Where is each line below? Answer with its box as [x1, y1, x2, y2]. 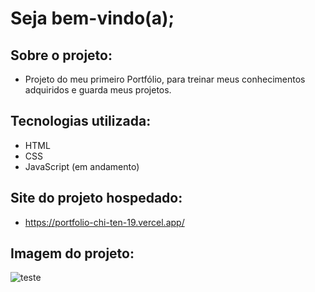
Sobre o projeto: [10, 47, 113, 64]
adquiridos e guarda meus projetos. [24, 84, 172, 96]
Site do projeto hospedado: [10, 190, 183, 207]
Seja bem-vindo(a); [10, 7, 175, 30]
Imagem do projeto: [10, 245, 135, 262]
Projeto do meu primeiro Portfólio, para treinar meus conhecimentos [24, 73, 306, 85]
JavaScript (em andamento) [24, 160, 140, 172]
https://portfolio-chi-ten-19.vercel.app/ [24, 216, 185, 228]
